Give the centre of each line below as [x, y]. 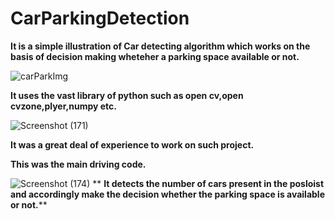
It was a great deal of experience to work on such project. [132, 144]
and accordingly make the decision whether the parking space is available [167, 194]
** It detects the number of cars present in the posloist [208, 183]
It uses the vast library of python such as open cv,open [127, 95]
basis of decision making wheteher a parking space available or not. [155, 56]
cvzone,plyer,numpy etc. [63, 106]
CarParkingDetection [100, 18]
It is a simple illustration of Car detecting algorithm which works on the [160, 46]
